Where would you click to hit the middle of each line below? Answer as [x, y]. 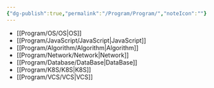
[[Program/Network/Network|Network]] [73, 55]
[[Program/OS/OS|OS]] [49, 33]
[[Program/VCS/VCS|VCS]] [55, 77]
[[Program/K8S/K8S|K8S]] [54, 69]
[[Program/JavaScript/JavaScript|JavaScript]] [81, 40]
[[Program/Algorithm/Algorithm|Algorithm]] [77, 47]
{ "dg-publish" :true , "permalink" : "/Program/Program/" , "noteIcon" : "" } [107, 13]
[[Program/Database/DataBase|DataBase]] [77, 62]
